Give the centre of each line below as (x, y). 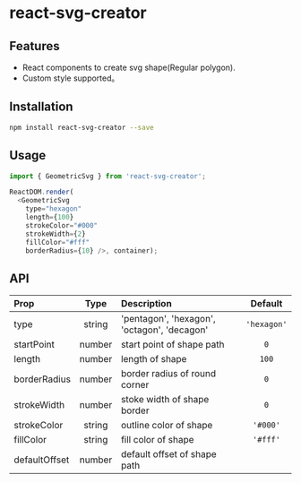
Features (34, 46)
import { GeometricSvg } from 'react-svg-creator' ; (107, 176)
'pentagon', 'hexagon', (168, 319)
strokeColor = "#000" (62, 225)
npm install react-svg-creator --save (82, 127)
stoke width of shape (165, 400)
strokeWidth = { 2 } (56, 234)
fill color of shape (157, 440)
